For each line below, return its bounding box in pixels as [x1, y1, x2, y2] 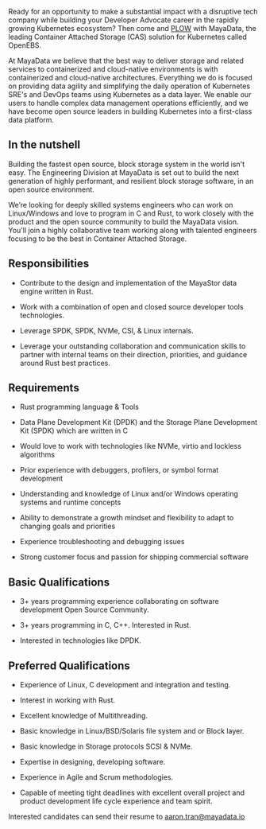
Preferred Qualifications [8, 659, 131, 672]
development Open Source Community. [19, 605, 149, 615]
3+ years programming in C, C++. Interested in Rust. [19, 621, 192, 630]
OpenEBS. [8, 41, 42, 50]
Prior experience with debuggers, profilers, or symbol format [19, 465, 219, 475]
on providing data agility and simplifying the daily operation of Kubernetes [8, 81, 251, 91]
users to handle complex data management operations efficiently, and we [8, 99, 249, 107]
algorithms [19, 450, 56, 460]
